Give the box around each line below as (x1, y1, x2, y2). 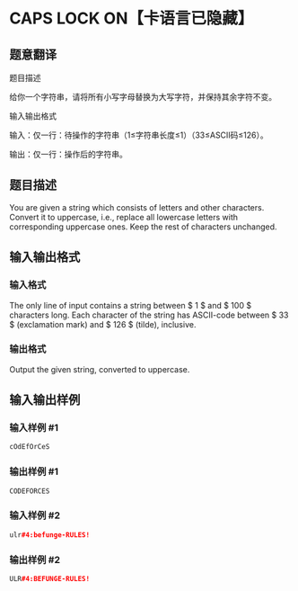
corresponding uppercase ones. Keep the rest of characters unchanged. (9, 221, 277, 232)
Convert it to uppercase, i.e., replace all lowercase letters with (9, 211, 239, 222)
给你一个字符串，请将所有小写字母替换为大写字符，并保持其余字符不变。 (9, 92, 276, 102)
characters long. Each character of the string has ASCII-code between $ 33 (9, 309, 289, 320)
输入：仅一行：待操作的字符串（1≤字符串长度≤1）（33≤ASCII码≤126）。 (9, 130, 269, 140)
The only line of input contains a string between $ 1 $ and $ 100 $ (9, 300, 252, 310)
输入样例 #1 (9, 422, 58, 434)
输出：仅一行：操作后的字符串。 (9, 149, 127, 159)
